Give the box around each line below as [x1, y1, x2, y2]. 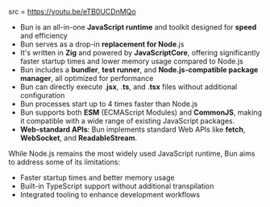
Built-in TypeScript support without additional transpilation [19, 181, 214, 191]
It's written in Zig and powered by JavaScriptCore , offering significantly [19, 48, 260, 57]
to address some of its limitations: [8, 157, 121, 167]
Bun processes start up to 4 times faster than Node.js [19, 99, 198, 108]
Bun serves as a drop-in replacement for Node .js [19, 39, 185, 49]
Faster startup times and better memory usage [19, 172, 175, 182]
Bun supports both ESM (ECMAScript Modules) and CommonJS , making [19, 108, 262, 117]
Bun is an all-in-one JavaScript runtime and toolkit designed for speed [19, 22, 257, 31]
